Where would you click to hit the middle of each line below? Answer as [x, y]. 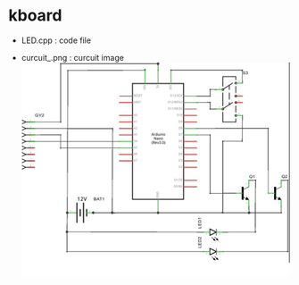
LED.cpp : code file [56, 40]
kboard [35, 16]
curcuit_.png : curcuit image [72, 57]
